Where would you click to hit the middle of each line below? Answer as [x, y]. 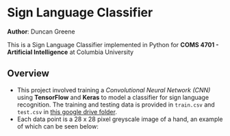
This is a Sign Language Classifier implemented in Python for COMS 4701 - [113, 44]
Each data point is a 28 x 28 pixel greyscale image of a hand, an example [120, 119]
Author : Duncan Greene [41, 31]
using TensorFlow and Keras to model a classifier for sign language [113, 97]
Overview [28, 73]
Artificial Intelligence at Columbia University [71, 52]
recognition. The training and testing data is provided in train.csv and [116, 105]
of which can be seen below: [58, 126]
